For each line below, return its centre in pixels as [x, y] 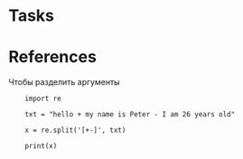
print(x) [41, 146]
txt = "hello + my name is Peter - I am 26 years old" [130, 115]
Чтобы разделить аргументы [64, 82]
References [52, 57]
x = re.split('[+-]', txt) [75, 131]
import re [43, 99]
